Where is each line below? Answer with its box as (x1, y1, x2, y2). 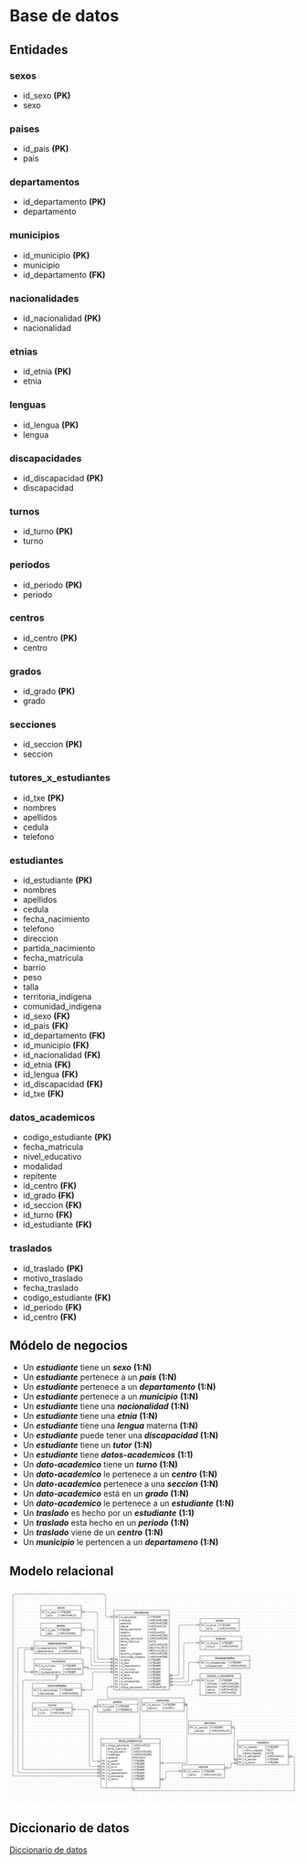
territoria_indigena (22, 991, 92, 1002)
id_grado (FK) (22, 1190, 75, 1202)
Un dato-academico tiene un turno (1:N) (22, 1459, 178, 1470)
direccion (22, 933, 59, 944)
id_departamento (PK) (22, 196, 107, 207)
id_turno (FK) (22, 1210, 73, 1221)
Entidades (9, 42, 69, 58)
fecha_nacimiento (22, 914, 90, 925)
